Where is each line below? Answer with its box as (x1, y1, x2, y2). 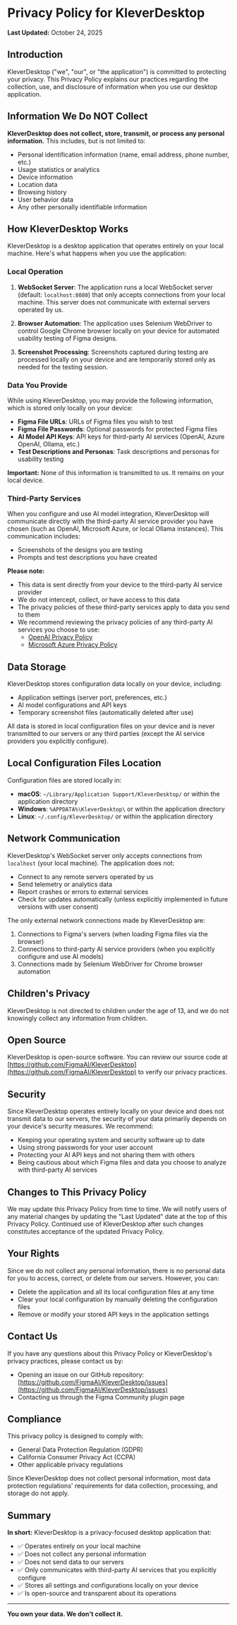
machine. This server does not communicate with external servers (17, 298, 210, 306)
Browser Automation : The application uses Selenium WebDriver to (17, 319, 213, 327)
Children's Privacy (7, 988, 90, 1000)
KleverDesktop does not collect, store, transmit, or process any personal (7, 129, 225, 137)
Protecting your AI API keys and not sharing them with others (17, 1151, 195, 1159)
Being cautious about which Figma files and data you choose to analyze (17, 1158, 227, 1167)
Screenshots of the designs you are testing (17, 546, 143, 554)
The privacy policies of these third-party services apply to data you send (17, 603, 230, 611)
